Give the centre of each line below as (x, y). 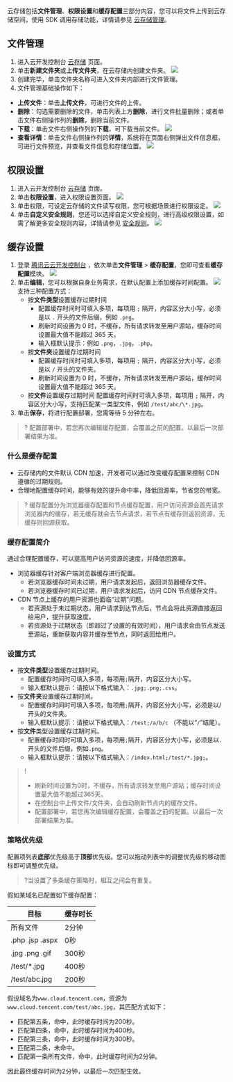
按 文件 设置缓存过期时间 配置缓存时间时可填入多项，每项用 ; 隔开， (123, 395)
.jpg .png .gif (31, 953)
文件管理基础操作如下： (51, 88)
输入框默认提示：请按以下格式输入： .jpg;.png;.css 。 (104, 687)
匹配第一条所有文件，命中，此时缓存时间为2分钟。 (89, 1056)
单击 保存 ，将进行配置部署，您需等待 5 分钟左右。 (87, 413)
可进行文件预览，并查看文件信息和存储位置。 (81, 146)
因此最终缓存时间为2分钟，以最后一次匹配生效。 (76, 1071)
